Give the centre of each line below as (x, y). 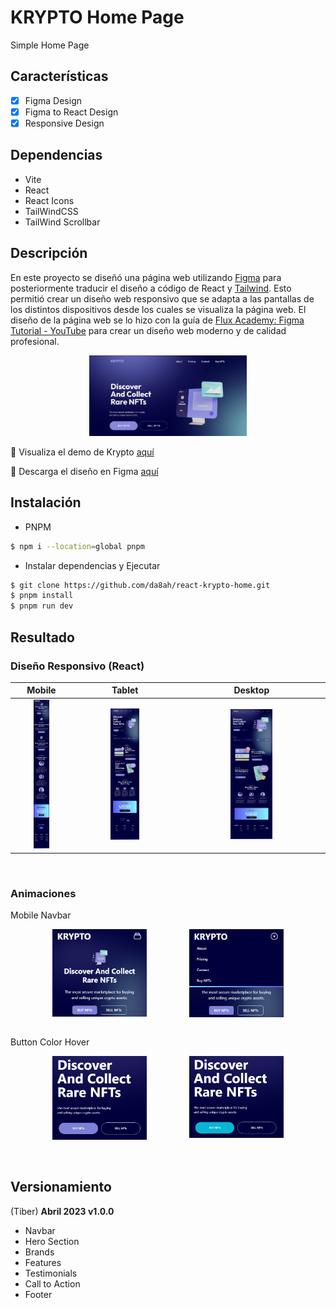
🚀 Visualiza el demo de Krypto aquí (82, 452)
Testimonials (51, 1273)
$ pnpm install (42, 596)
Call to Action (52, 1283)
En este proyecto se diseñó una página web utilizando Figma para (146, 277)
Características (59, 76)
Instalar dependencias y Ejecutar (92, 565)
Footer (38, 1294)
